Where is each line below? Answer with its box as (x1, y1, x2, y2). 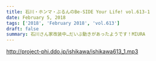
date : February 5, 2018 (6, 14, 66, 21)
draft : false (6, 25, 39, 32)
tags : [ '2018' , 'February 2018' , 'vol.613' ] (6, 20, 120, 26)
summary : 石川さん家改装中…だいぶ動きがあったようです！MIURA (6, 31, 146, 37)
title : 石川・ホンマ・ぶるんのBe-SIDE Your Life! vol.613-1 (6, 8, 151, 15)
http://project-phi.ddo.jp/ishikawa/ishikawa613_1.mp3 (6, 48, 139, 55)
